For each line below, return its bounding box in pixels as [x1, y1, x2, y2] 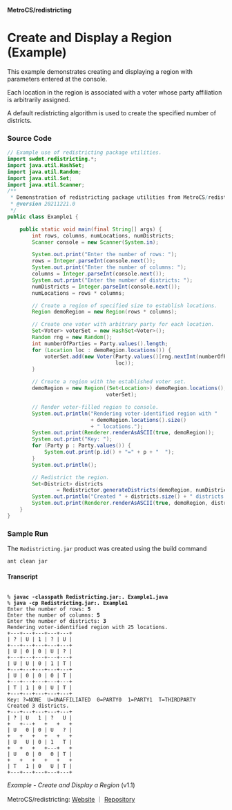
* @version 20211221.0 [10, 200, 76, 208]
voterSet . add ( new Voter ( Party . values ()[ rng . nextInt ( [43, 353, 199, 360]
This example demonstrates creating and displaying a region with [7, 67, 193, 75]
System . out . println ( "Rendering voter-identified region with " [32, 410, 217, 417]
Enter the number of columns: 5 [7, 612, 100, 619]
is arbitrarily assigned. [7, 95, 70, 104]
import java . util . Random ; [7, 168, 81, 175]
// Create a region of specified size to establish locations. [32, 302, 217, 309]
